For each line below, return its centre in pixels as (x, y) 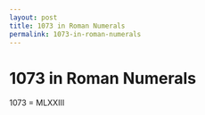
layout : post (33, 17)
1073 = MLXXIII (37, 103)
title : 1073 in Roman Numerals (67, 26)
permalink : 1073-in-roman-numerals (75, 34)
